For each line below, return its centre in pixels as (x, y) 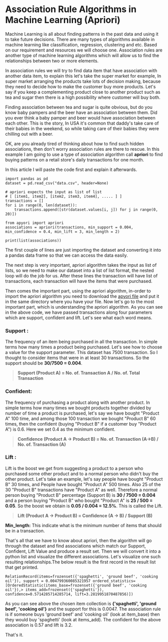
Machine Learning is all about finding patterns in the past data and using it (82, 34)
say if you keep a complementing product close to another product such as (83, 92)
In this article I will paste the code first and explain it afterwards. (71, 169)
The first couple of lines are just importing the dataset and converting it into (83, 250)
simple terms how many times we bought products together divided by (78, 407)
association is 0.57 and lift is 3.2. (39, 625)
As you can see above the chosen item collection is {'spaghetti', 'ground (81, 603)
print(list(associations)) (33, 241)
